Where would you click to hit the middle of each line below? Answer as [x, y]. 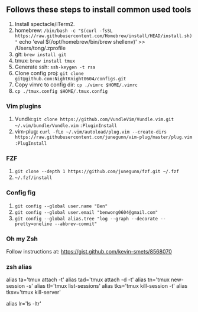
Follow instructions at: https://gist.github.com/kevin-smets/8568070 [89, 251]
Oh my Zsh [22, 239]
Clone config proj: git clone [49, 73]
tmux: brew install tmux [45, 60]
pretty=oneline [33, 224]
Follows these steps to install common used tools [99, 10]
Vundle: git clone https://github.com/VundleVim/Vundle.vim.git [94, 119]
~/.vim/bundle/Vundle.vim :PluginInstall [66, 126]
